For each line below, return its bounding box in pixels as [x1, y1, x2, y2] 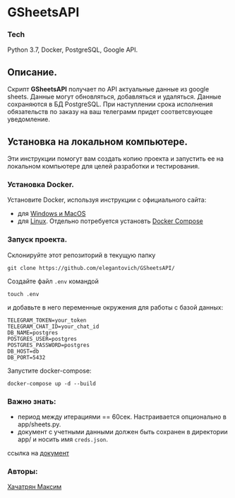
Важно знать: [7, 396, 56, 406]
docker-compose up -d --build [7, 380, 97, 387]
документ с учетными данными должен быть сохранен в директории [17, 428, 228, 436]
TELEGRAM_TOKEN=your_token [7, 317, 87, 324]
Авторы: [7, 466, 38, 476]
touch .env [7, 290, 40, 298]
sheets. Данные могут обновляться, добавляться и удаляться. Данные [7, 93, 222, 101]
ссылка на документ [7, 449, 69, 457]
